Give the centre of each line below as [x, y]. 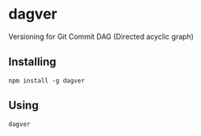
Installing [32, 62]
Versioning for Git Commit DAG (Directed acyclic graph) [101, 36]
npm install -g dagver [47, 81]
